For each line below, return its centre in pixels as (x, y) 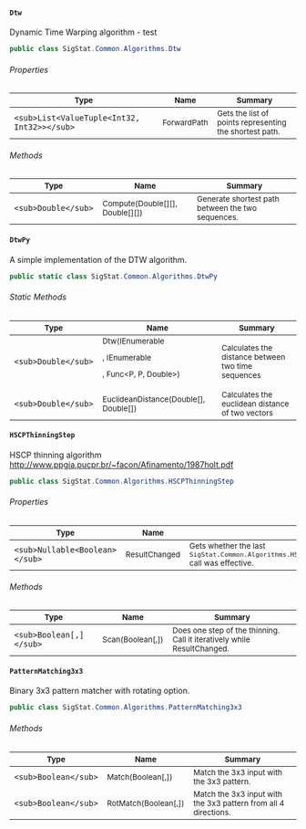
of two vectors (247, 413)
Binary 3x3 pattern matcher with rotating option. (100, 691)
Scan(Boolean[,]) (133, 640)
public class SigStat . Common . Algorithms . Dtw (95, 49)
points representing (252, 123)
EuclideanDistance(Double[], (154, 399)
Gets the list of (243, 114)
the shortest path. (249, 132)
